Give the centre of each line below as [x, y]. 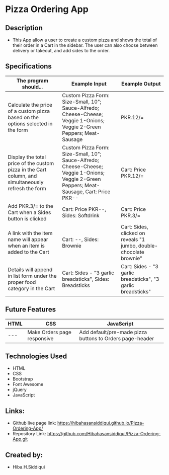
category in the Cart [31, 288]
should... [32, 87]
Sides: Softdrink [81, 215]
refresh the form [27, 188]
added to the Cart [28, 252]
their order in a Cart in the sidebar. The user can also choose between [85, 45]
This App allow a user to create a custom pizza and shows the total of [85, 40]
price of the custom [31, 163]
